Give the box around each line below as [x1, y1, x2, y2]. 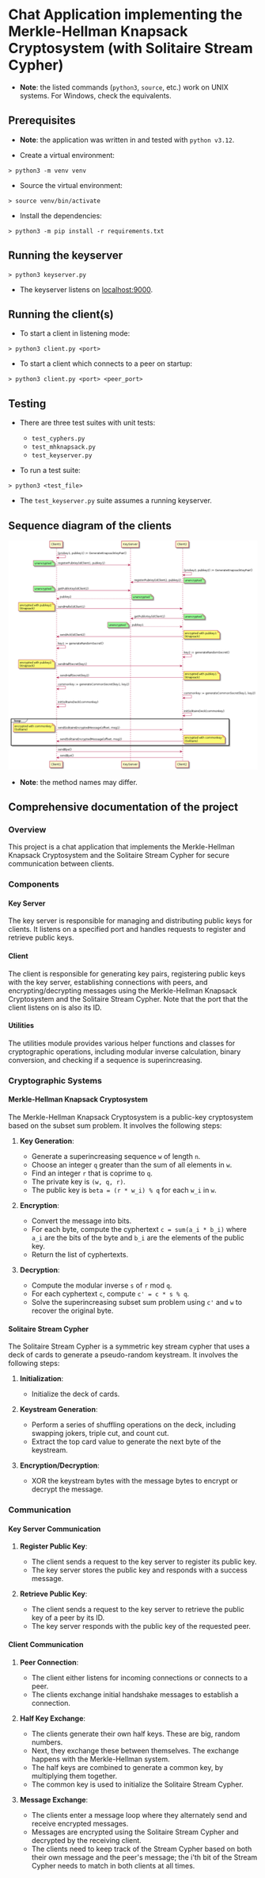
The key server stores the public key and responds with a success [31, 1565, 248, 1575]
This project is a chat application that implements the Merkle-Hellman [8, 842, 235, 852]
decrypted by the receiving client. [31, 1835, 142, 1845]
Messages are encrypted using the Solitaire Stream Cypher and [31, 1827, 239, 1837]
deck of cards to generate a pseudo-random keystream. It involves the [8, 1350, 239, 1360]
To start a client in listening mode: [19, 329, 131, 338]
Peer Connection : [19, 1657, 79, 1667]
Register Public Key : [19, 1541, 88, 1551]
